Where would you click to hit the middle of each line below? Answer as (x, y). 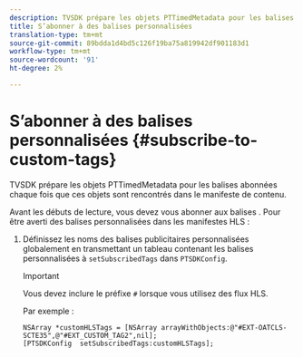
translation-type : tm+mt (56, 34)
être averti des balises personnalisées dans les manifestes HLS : (130, 221)
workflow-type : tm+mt (50, 52)
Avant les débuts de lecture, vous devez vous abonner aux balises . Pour (145, 212)
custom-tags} (63, 160)
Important (41, 275)
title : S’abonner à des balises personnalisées (101, 26)
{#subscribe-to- (195, 140)
